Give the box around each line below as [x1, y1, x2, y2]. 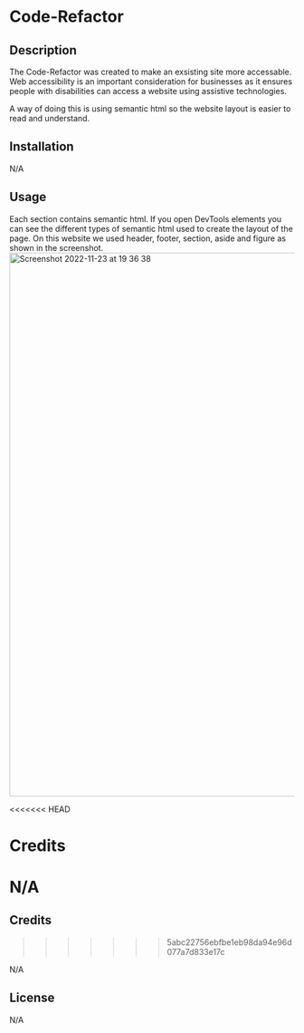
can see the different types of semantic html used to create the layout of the [9, 223, 294, 234]
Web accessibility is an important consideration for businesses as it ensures [9, 76, 292, 87]
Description [9, 43, 77, 58]
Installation [9, 139, 74, 155]
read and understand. [9, 113, 90, 123]
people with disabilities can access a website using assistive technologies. [9, 86, 288, 96]
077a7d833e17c [166, 946, 225, 957]
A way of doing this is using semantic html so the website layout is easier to [9, 103, 291, 114]
